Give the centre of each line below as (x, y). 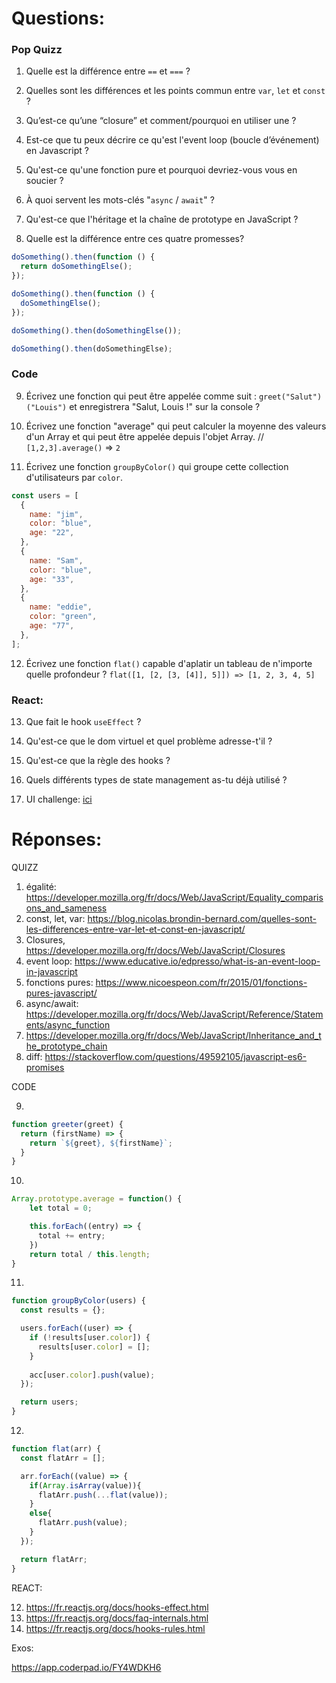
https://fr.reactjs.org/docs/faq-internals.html (117, 1618)
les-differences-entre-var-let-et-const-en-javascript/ (135, 929)
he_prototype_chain (66, 1046)
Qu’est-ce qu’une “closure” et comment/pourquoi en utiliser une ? (161, 121)
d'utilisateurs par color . (74, 477)
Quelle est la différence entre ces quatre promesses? (135, 239)
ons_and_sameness (66, 908)
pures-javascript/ (61, 993)
